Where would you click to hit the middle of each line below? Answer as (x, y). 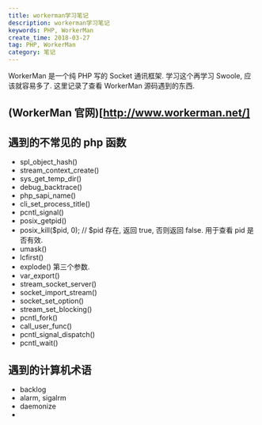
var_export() (40, 276)
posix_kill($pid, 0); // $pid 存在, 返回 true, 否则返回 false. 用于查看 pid (132, 230)
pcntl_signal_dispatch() (57, 335)
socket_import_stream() (58, 293)
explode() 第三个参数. (55, 267)
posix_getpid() (43, 221)
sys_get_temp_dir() (50, 179)
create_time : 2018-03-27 (49, 38)
